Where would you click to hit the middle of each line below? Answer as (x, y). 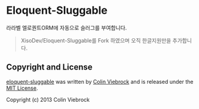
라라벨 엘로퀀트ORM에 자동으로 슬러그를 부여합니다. (67, 28)
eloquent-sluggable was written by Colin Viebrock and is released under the (100, 81)
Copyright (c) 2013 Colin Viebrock (48, 99)
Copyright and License (49, 67)
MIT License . (22, 88)
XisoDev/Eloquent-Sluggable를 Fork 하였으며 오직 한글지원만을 (96, 40)
